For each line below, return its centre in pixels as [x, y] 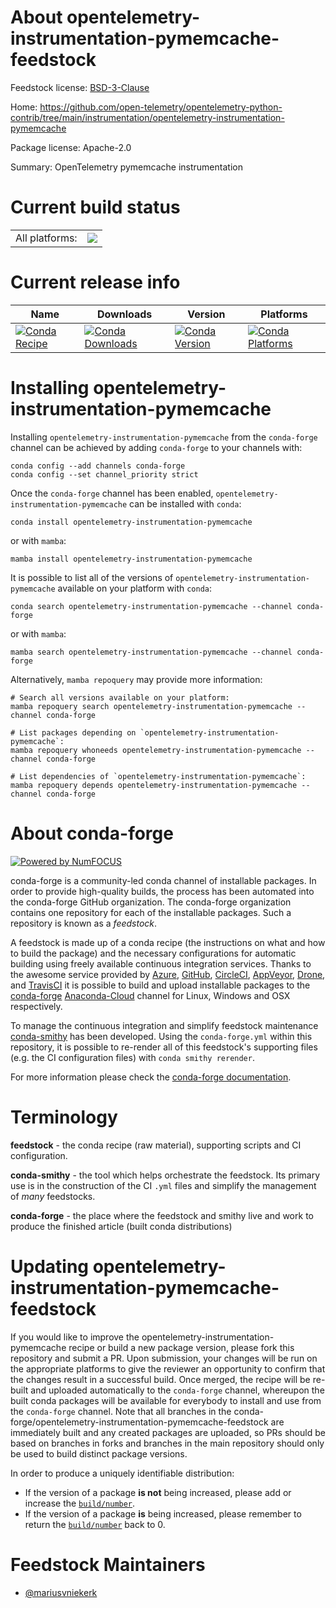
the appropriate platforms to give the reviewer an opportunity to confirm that [168, 1368]
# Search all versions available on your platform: [120, 697]
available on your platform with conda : [135, 588]
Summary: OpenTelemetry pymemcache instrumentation [126, 167]
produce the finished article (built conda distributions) [121, 1226]
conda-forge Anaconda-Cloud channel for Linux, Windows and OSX [150, 995]
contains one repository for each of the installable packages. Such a [151, 912]
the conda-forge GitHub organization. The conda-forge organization [151, 902]
